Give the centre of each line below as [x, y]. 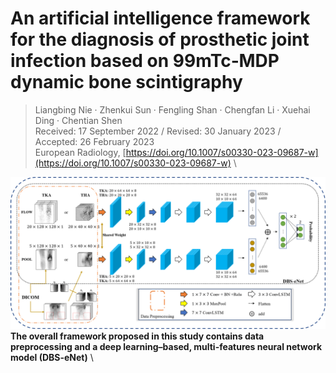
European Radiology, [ [80, 152]
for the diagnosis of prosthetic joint [160, 39]
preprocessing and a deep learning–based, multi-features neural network [166, 347]
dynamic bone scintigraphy [126, 82]
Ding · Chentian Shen [78, 120]
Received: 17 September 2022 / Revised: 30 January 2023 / [158, 131]
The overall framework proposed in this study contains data [137, 336]
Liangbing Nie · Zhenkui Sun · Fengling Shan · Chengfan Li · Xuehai [172, 109]
